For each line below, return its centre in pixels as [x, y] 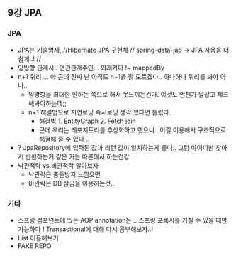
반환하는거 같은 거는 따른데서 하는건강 [77, 156]
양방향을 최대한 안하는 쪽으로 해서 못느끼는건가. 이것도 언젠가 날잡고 [122, 94]
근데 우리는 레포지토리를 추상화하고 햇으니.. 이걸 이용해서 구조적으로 [133, 129]
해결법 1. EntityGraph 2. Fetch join [87, 121]
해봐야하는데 [45, 103]
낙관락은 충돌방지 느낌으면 [64, 174]
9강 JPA [25, 13]
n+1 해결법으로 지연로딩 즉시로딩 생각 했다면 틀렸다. [100, 112]
